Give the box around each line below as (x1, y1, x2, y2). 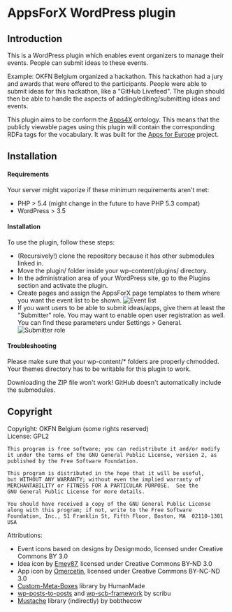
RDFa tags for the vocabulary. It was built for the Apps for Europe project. (7, 131, 219, 138)
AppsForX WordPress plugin (7, 5, 176, 21)
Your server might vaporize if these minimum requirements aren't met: (7, 185, 210, 194)
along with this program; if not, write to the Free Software (7, 507, 192, 513)
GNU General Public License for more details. (7, 488, 145, 495)
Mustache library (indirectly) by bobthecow (17, 596, 142, 605)
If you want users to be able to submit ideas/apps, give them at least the (17, 303, 226, 312)
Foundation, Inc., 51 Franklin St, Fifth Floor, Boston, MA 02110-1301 (7, 512, 224, 520)
